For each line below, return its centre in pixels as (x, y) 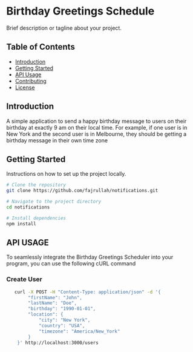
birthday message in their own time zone (57, 140)
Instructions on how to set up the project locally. (66, 174)
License (25, 87)
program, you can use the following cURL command (71, 264)
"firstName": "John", (55, 297)
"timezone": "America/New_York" (79, 331)
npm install (21, 224)
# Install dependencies (36, 218)
